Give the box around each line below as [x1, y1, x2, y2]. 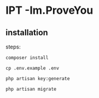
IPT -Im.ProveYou [5, 4, 94, 17]
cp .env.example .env [5, 65, 60, 71]
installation [5, 27, 48, 38]
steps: [5, 43, 21, 50]
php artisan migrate [5, 86, 57, 92]
